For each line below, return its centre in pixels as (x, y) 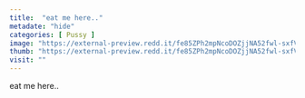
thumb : (22, 52)
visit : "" (28, 60)
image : (22, 43)
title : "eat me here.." (56, 18)
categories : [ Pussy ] (52, 34)
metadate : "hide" (42, 26)
